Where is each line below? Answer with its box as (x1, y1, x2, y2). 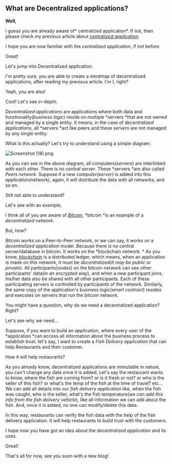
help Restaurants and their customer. (5, 344, 84, 350)
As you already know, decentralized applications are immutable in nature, (5, 364, 160, 370)
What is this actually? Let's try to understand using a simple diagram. (5, 140, 151, 146)
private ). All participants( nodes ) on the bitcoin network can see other (5, 264, 151, 271)
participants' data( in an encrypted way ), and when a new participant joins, (5, 270, 163, 276)
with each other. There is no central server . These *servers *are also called (5, 166, 165, 172)
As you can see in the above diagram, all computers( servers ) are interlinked (5, 160, 166, 166)
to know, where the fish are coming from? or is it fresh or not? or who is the (5, 374, 164, 381)
